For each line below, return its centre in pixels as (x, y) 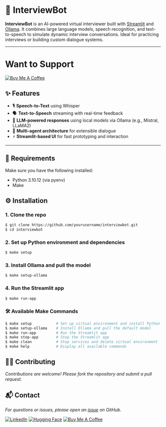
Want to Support (40, 64)
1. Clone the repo (26, 215)
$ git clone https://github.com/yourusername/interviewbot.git (72, 225)
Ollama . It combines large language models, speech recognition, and (75, 29)
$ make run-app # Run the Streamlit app (56, 333)
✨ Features (22, 94)
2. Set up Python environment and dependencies (65, 242)
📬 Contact (22, 395)
